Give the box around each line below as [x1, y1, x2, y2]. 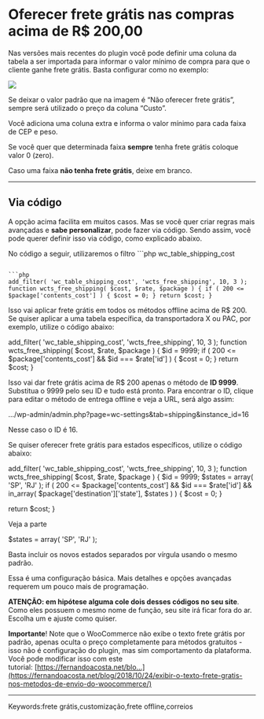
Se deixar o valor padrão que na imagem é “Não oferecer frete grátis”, [8, 94, 235, 104]
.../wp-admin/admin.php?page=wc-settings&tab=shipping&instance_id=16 [8, 409, 249, 418]
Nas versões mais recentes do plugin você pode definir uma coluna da [8, 48, 237, 57]
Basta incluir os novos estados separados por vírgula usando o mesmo [8, 549, 238, 559]
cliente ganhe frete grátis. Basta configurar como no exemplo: [8, 65, 209, 74]
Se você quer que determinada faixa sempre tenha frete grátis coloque [8, 142, 239, 151]
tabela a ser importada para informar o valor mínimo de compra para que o [8, 57, 251, 66]
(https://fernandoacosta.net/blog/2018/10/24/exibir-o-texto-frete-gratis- [8, 670, 243, 680]
